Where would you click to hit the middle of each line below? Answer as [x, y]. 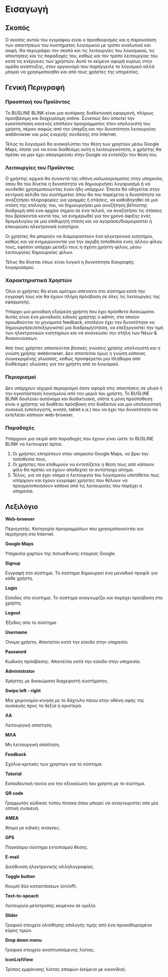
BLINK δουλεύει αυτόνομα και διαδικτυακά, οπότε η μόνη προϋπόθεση [79, 399]
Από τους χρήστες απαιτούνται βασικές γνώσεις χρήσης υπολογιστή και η [83, 348]
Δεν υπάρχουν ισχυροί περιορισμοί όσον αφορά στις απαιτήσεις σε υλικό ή [84, 388]
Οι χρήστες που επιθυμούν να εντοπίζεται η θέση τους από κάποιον [83, 464]
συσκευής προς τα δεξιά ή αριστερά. [44, 705]
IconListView [19, 959]
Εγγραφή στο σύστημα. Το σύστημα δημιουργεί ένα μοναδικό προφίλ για [81, 573]
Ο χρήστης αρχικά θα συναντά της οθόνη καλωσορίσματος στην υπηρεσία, [84, 178]
